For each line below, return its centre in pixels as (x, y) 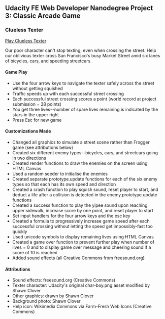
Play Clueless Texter (26, 41)
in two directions (29, 158)
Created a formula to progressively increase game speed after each (81, 221)
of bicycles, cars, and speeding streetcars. (49, 61)
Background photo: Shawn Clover (46, 301)
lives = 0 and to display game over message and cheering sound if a (82, 247)
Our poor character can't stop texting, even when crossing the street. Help (81, 50)
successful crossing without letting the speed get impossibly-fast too (82, 227)
